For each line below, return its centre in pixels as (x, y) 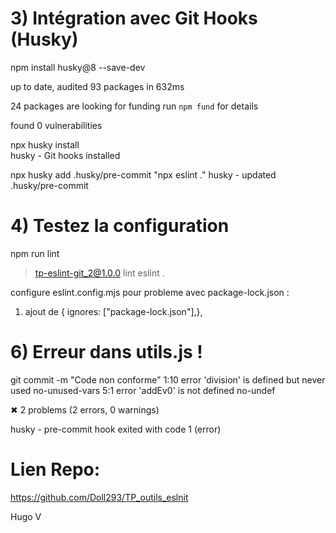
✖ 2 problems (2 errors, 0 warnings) (85, 409)
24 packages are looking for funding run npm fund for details (134, 106)
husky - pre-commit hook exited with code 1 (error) (116, 429)
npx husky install (45, 144)
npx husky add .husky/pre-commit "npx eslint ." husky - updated (143, 174)
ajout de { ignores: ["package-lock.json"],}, (113, 311)
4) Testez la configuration (120, 226)
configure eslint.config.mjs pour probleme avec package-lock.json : (150, 292)
